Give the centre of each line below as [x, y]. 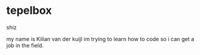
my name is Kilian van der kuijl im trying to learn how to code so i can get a [100, 39]
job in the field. [25, 45]
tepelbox [29, 11]
